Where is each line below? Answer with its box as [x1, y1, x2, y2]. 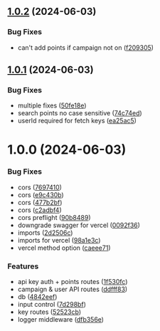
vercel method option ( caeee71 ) [17, 243, 111, 252]
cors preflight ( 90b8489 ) [17, 213, 91, 221]
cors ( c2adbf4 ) [17, 206, 62, 214]
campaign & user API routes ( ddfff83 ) [17, 285, 128, 294]
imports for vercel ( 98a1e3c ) [17, 236, 101, 244]
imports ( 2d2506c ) [17, 228, 73, 237]
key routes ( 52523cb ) [17, 308, 82, 316]
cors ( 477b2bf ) [17, 198, 63, 206]
